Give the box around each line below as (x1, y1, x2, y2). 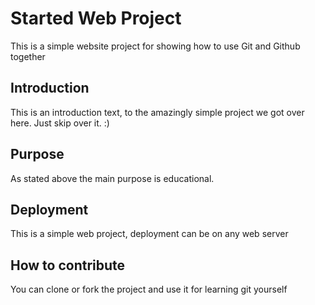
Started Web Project (10, 7, 182, 30)
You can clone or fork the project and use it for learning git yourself (10, 283, 288, 296)
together (10, 50, 46, 62)
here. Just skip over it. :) (10, 117, 110, 129)
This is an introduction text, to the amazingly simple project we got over (10, 106, 305, 118)
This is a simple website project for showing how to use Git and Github (10, 40, 301, 52)
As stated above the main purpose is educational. (10, 172, 215, 184)
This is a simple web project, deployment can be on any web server (10, 228, 289, 240)
